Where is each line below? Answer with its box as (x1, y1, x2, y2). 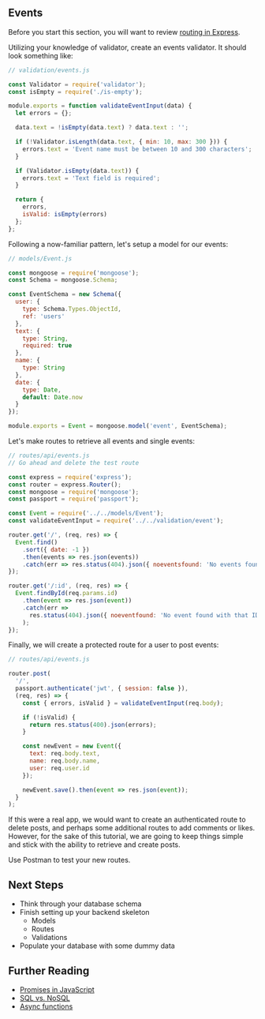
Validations (31, 933, 68, 942)
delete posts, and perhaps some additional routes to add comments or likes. (8, 823, 256, 833)
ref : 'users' (22, 312, 65, 320)
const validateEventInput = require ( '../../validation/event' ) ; (8, 517, 224, 525)
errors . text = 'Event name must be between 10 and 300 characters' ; (22, 145, 252, 153)
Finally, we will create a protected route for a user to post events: (8, 640, 219, 650)
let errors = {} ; (15, 110, 73, 118)
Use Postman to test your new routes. (8, 856, 131, 865)
